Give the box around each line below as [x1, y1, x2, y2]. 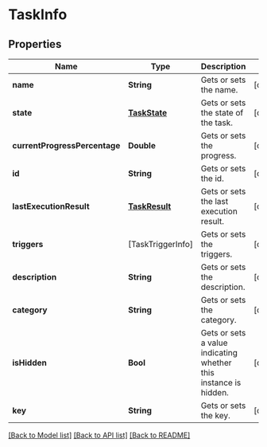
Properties [8, 37, 62, 51]
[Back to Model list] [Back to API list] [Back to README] [8, 430, 191, 440]
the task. [200, 117, 233, 128]
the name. [200, 84, 238, 95]
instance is [200, 377, 242, 388]
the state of [200, 108, 244, 118]
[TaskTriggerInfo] [128, 239, 193, 249]
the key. [200, 410, 230, 421]
